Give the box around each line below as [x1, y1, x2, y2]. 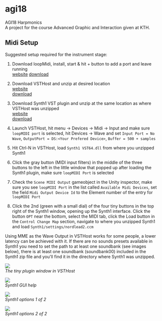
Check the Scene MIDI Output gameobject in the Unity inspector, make [12, 179, 152, 185]
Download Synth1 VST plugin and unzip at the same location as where [12, 100, 151, 106]
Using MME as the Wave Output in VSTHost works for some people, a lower [5, 233, 156, 239]
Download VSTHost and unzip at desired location [12, 80, 110, 86]
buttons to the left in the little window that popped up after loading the [12, 164, 152, 170]
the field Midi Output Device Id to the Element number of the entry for [12, 189, 153, 195]
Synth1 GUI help [5, 282, 37, 288]
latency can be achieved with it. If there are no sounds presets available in [5, 238, 153, 244]
